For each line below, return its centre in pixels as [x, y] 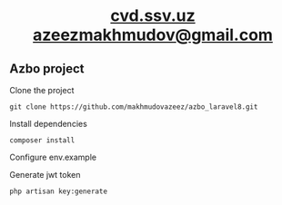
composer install [42, 141]
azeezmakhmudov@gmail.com [153, 35]
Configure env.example [53, 157]
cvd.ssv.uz [153, 16]
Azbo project [47, 68]
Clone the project [42, 90]
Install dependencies [49, 124]
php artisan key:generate [58, 191]
